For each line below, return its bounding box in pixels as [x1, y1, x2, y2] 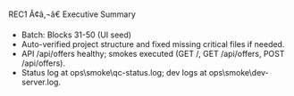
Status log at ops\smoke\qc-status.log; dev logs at [21, 68, 207, 77]
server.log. [21, 76, 62, 87]
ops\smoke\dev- [208, 68, 269, 77]
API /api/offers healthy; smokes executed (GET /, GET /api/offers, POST [21, 49, 285, 59]
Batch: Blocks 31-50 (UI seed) [21, 29, 131, 40]
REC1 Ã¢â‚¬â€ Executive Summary [8, 9, 136, 20]
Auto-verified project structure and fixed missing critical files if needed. [21, 39, 285, 49]
